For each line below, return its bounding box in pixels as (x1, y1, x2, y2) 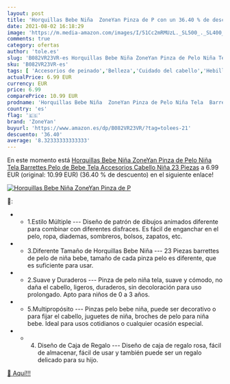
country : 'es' (7, 105, 48, 112)
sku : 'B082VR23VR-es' (7, 61, 69, 68)
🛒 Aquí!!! (7, 369, 31, 377)
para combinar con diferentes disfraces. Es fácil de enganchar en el (27, 225, 219, 233)
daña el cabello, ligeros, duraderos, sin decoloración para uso (27, 283, 202, 292)
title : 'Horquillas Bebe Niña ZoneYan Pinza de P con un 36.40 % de (7, 16, 210, 23)
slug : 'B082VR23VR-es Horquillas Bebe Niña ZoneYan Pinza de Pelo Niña (7, 55, 216, 62)
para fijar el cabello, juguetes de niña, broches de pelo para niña (27, 312, 209, 320)
